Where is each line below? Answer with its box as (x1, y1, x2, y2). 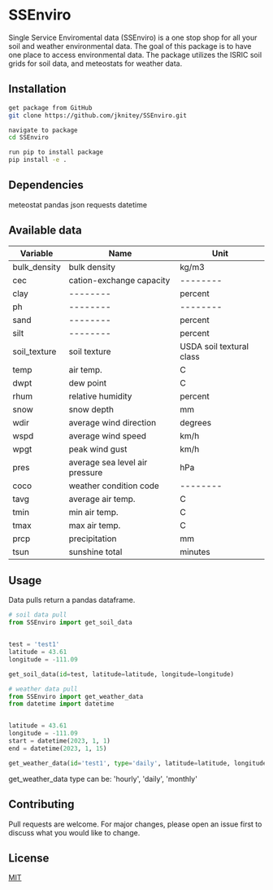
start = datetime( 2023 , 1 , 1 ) (8, 737, 111, 745)
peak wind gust (68, 443, 128, 455)
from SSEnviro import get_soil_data (8, 618, 132, 627)
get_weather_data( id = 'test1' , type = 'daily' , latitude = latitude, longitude (8, 759, 267, 767)
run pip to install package (8, 148, 104, 156)
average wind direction (68, 417, 157, 428)
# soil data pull (8, 611, 67, 619)
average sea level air (68, 456, 148, 468)
